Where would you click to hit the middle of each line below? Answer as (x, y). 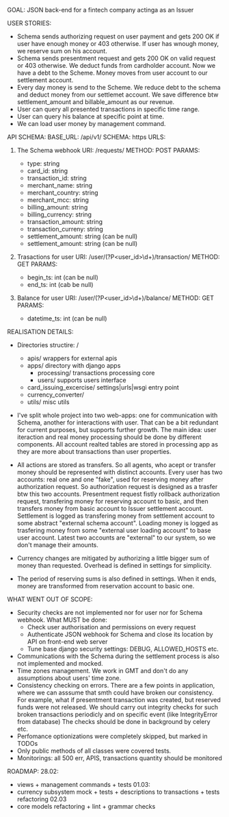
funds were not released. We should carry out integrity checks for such (118, 707)
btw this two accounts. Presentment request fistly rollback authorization (118, 494)
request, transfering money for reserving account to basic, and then (112, 501)
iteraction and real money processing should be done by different (109, 437)
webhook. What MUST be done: (62, 620)
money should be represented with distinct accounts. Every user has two (120, 472)
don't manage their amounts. (58, 545)
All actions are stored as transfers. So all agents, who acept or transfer (116, 465)
